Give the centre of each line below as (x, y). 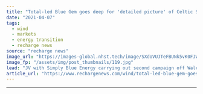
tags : (13, 23)
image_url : (20, 57)
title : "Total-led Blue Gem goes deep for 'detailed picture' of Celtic (100, 12)
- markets (24, 34)
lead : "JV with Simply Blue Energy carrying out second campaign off (96, 68)
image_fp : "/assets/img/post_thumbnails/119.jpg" (70, 62)
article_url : (23, 74)
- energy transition (37, 40)
